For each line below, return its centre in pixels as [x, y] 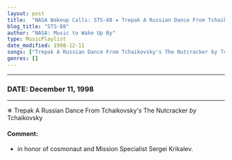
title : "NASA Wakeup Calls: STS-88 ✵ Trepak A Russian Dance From [106, 20]
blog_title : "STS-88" [38, 26]
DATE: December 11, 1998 [51, 89]
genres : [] [23, 59]
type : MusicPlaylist [37, 39]
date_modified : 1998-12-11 [46, 46]
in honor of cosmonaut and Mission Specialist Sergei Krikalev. [105, 149]
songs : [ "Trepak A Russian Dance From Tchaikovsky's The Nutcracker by [112, 52]
